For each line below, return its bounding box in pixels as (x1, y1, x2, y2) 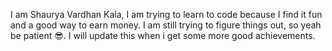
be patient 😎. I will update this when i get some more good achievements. (10, 30, 316, 41)
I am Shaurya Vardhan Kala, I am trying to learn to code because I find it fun (10, 9, 323, 20)
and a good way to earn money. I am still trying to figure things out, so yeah (10, 19, 322, 31)
